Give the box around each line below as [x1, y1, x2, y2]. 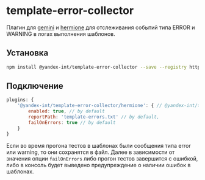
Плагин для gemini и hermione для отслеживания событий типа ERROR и [6, 24, 195, 31]
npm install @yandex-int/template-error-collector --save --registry [6, 64, 187, 70]
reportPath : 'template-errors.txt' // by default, [28, 114, 160, 120]
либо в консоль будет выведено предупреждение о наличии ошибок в [6, 161, 191, 168]
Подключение [6, 81, 64, 91]
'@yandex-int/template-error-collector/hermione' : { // [17, 103, 163, 109]
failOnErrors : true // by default [28, 119, 116, 125]
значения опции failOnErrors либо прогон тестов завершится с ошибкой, [6, 154, 198, 162]
